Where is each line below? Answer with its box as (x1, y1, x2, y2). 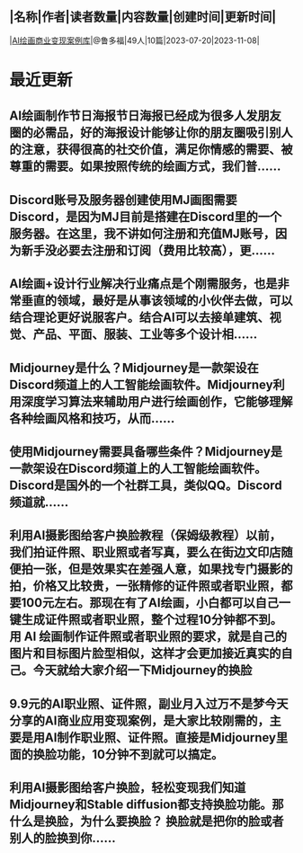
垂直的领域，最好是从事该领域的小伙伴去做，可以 (21, 293, 293, 308)
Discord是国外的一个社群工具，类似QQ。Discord (9, 477, 282, 493)
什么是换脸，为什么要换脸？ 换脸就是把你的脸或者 (9, 813, 284, 830)
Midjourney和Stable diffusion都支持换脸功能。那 (9, 797, 285, 813)
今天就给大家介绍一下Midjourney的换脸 (32, 662, 253, 678)
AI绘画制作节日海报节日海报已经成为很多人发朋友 (9, 108, 281, 124)
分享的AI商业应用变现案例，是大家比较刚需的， (9, 713, 270, 728)
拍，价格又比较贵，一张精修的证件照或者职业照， (9, 579, 281, 594)
